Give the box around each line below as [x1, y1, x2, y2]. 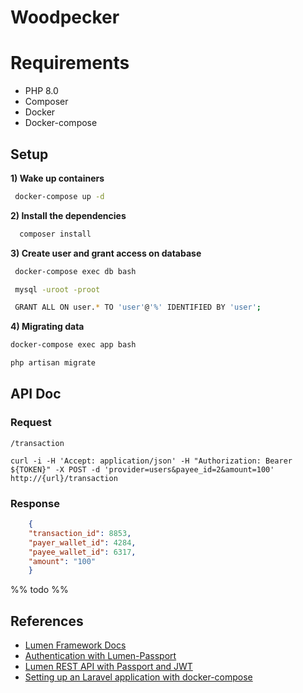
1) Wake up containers [10, 172, 105, 184]
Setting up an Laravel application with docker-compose [24, 671, 253, 683]
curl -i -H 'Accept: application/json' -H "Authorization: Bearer [10, 456, 293, 466]
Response [10, 496, 60, 510]
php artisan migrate [10, 358, 97, 368]
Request [10, 416, 52, 430]
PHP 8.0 [24, 85, 59, 97]
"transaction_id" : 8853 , [28, 528, 132, 538]
